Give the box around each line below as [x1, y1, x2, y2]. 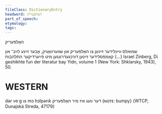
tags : [5, 26, 16, 30]
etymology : [5, 21, 27, 26]
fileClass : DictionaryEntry [5, 7, 63, 12]
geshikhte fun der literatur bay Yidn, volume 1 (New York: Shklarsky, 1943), [5, 59, 156, 65]
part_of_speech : [5, 16, 38, 21]
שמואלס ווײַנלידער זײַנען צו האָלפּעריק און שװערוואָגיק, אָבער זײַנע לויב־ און [5, 49, 137, 55]
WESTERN [5, 82, 48, 92]
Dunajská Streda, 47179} [5, 104, 55, 110]
